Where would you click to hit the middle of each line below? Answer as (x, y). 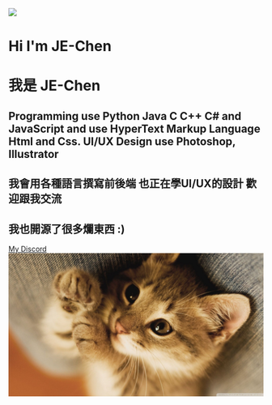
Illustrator (34, 154)
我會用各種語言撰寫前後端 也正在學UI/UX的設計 (126, 183)
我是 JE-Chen (55, 86)
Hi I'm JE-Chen (60, 47)
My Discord (28, 249)
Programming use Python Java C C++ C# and (125, 116)
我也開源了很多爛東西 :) (67, 229)
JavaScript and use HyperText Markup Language (134, 128)
